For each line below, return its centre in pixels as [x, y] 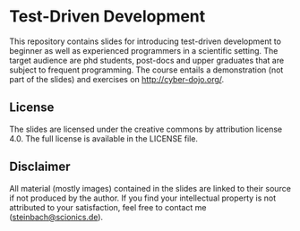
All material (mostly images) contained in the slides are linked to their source [150, 188]
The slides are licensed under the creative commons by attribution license [146, 129]
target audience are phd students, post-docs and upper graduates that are [147, 60]
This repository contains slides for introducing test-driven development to [146, 41]
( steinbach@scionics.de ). [56, 217]
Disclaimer [40, 167]
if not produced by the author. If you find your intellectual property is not [143, 198]
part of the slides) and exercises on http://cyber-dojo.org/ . [117, 79]
